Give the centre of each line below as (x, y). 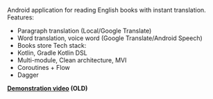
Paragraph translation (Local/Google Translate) (84, 31)
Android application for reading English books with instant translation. (106, 10)
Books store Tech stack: (52, 45)
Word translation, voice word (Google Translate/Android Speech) (110, 38)
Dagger (28, 75)
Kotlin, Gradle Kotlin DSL (52, 53)
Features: (21, 17)
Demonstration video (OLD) (48, 88)
